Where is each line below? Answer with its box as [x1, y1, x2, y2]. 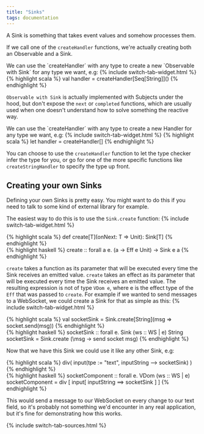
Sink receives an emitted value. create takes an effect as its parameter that [6, 271, 195, 279]
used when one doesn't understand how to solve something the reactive [6, 106, 189, 113]
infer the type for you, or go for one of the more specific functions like [6, 156, 183, 163]
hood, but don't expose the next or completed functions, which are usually [6, 99, 192, 107]
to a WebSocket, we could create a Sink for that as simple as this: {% [6, 297, 180, 305]
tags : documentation [6, 15, 59, 21]
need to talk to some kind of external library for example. [6, 203, 149, 210]
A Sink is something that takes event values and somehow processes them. [6, 31, 197, 39]
